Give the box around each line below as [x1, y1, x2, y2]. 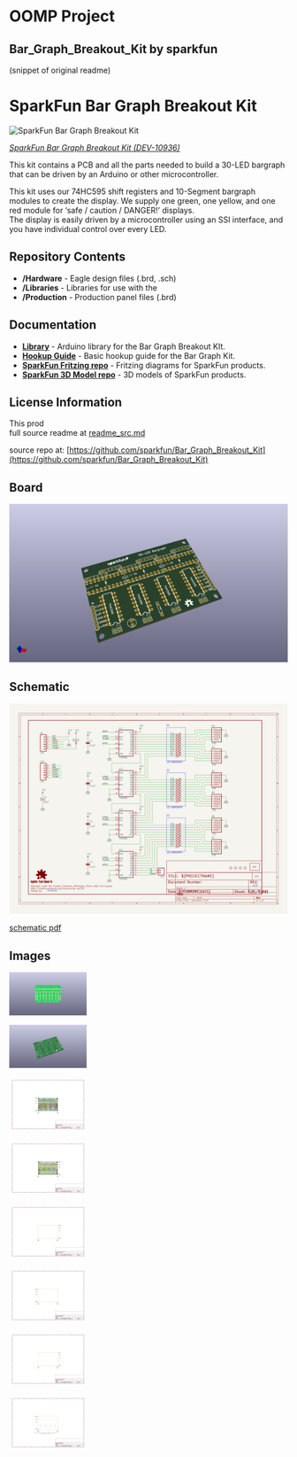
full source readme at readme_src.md [9, 428, 146, 438]
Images [9, 948, 51, 963]
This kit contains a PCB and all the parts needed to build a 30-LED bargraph [9, 159, 286, 170]
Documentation [9, 317, 97, 333]
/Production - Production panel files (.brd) [21, 291, 177, 302]
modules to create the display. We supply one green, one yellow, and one [9, 195, 276, 205]
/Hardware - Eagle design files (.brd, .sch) [21, 273, 177, 283]
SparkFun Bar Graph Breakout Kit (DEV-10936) [9, 142, 181, 152]
